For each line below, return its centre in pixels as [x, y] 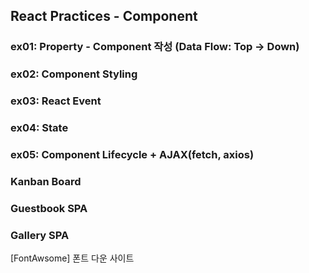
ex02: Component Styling [74, 74]
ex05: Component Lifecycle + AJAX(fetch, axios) [132, 154]
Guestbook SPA [49, 208]
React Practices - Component [104, 16]
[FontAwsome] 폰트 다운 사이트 [72, 258]
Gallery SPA [40, 235]
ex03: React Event [56, 101]
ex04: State [39, 128]
